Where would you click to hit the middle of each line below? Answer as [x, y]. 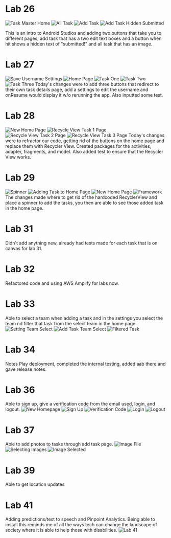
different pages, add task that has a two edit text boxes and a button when [83, 38]
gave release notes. [26, 369]
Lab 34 [20, 350]
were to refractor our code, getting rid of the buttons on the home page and [85, 141]
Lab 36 [20, 390]
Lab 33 [20, 304]
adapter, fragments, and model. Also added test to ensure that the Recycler [84, 151]
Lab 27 [20, 65]
